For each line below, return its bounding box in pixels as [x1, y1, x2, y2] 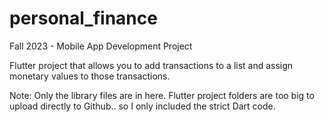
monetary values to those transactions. [9, 70, 171, 82]
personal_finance [9, 7, 158, 30]
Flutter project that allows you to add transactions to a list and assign [9, 59, 294, 71]
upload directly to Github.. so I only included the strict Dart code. [9, 100, 276, 112]
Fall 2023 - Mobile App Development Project [9, 40, 193, 52]
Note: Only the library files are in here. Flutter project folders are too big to [9, 89, 315, 101]
